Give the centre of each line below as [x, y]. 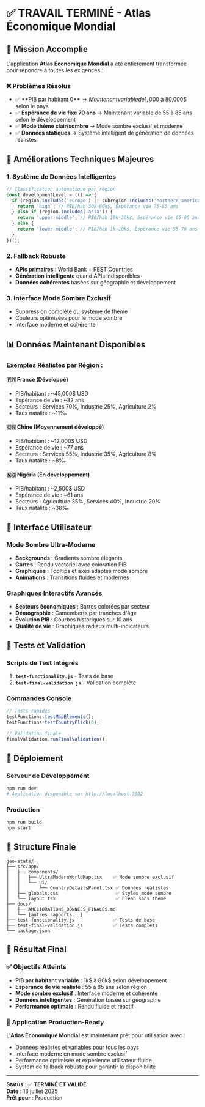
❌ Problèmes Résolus [39, 86]
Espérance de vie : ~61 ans [49, 495]
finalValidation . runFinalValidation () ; [57, 739]
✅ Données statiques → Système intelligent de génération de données [104, 133]
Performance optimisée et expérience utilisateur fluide [84, 1060]
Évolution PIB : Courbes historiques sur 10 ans [74, 620]
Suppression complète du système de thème [71, 311]
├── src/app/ [23, 866]
